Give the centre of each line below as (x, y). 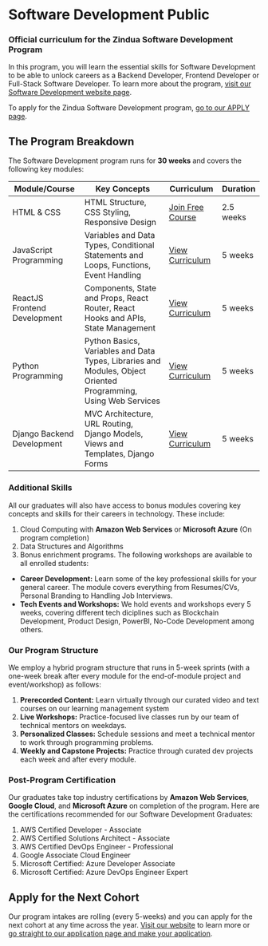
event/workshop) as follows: (55, 684)
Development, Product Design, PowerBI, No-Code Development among (137, 621)
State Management (120, 328)
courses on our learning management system (95, 708)
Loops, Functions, (118, 265)
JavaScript (33, 251)
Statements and (114, 255)
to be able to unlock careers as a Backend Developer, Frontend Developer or (134, 75)
